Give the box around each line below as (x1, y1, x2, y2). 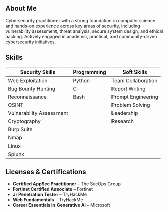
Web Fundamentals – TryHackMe (12, 197, 83, 203)
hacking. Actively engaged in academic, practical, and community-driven (5, 33, 157, 39)
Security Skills (20, 68, 56, 75)
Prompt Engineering (111, 93, 159, 100)
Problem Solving (111, 101, 150, 108)
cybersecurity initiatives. (5, 39, 57, 45)
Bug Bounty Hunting (8, 85, 56, 92)
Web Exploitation (8, 77, 48, 84)
